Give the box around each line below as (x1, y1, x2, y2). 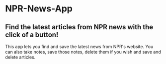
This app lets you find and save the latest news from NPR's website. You (5, 44, 154, 50)
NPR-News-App (5, 3, 73, 14)
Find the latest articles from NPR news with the (5, 23, 154, 31)
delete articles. (5, 54, 36, 60)
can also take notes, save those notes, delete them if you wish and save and (5, 49, 162, 55)
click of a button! (5, 30, 59, 39)
